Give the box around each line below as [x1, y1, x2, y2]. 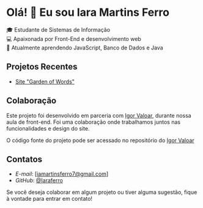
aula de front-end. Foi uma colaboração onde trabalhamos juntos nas [6, 118, 181, 126]
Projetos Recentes [6, 62, 78, 72]
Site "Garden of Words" [15, 77, 75, 85]
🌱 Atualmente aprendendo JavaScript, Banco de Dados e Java [6, 44, 163, 51]
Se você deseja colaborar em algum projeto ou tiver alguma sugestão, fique [6, 188, 197, 196]
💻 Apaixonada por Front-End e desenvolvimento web [6, 35, 142, 42]
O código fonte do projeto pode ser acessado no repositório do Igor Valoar [6, 137, 194, 144]
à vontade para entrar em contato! [6, 195, 93, 203]
